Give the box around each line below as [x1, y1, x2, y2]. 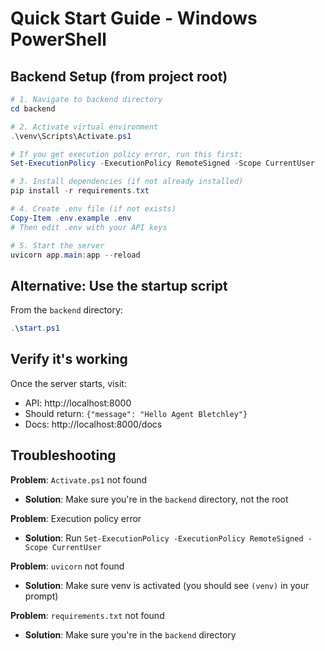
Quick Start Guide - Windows [10, 7, 258, 30]
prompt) [24, 590, 59, 602]
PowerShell [10, 28, 107, 51]
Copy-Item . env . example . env [10, 213, 132, 223]
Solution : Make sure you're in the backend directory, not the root [24, 493, 289, 505]
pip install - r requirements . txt [10, 186, 150, 196]
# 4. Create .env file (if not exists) [10, 204, 177, 214]
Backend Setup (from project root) [10, 68, 228, 85]
